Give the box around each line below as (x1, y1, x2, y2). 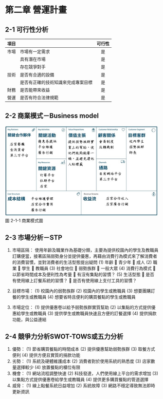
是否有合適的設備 (20, 72, 54, 77)
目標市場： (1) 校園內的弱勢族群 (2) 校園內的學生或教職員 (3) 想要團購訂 (12, 288, 155, 294)
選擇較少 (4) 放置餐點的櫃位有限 (16, 364, 80, 370)
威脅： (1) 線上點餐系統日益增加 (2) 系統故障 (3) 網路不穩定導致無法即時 (12, 382, 155, 388)
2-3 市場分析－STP (5, 233, 62, 242)
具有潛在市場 (20, 57, 46, 62)
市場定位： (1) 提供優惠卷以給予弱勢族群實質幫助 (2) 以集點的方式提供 (12, 304, 152, 310)
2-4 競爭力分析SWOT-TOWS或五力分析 (5, 332, 124, 341)
